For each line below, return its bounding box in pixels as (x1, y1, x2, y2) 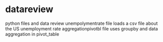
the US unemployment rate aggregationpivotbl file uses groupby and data (5, 25, 158, 31)
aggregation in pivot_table (5, 31, 60, 37)
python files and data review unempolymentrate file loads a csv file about (5, 20, 158, 26)
